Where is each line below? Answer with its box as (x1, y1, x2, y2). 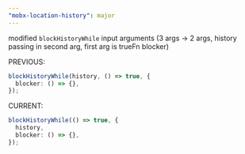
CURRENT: (8, 101, 44, 111)
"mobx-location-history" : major (8, 11, 115, 20)
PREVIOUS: (8, 57, 45, 66)
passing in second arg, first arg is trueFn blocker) (8, 41, 169, 51)
